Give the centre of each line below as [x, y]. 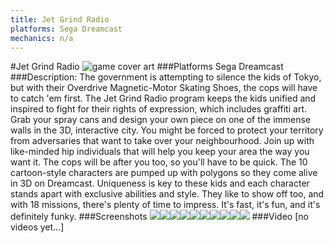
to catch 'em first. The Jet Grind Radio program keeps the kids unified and [163, 98]
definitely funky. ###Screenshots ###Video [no [159, 217]
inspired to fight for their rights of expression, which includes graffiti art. [158, 109]
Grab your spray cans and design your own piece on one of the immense [161, 120]
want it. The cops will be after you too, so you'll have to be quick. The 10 [159, 162]
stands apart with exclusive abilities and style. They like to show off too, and [167, 194]
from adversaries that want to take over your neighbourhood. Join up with [162, 141]
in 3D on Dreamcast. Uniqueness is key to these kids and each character [160, 183]
